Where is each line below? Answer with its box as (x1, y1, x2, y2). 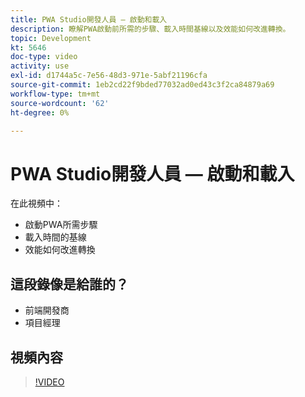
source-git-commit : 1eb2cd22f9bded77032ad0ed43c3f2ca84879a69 (10, 80, 275, 90)
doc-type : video (10, 52, 78, 62)
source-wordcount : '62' (10, 98, 110, 108)
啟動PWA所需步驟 (24, 219, 98, 231)
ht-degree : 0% (10, 107, 70, 118)
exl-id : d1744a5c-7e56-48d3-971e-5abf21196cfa (10, 71, 208, 81)
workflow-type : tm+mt (10, 89, 101, 99)
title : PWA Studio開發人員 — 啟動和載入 (10, 14, 168, 25)
